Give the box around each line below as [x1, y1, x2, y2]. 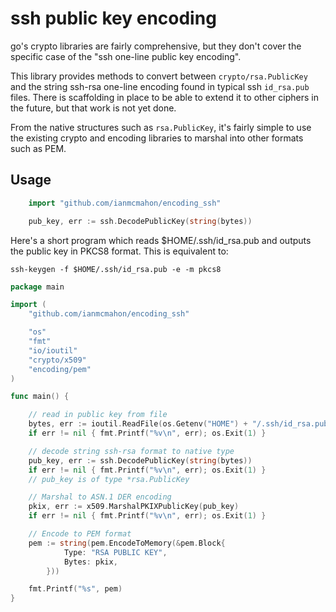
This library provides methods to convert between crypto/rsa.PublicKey [10, 70, 308, 82]
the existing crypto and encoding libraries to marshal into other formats [10, 132, 304, 144]
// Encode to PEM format [28, 529, 132, 539]
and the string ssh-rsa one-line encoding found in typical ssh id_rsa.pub [10, 80, 310, 92]
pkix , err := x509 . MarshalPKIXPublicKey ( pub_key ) [28, 502, 240, 512]
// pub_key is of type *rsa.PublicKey [28, 474, 190, 484]
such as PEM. [10, 142, 67, 154]
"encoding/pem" [28, 364, 92, 374]
